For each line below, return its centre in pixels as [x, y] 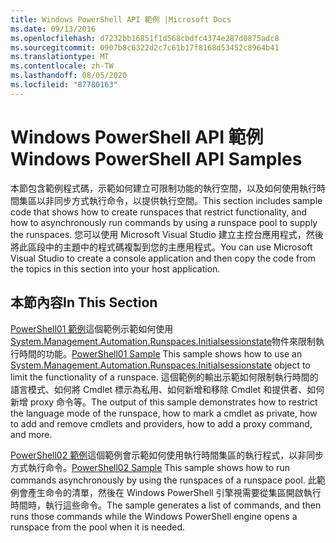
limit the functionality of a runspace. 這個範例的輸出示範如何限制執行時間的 [164, 377]
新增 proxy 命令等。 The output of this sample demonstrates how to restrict [164, 402]
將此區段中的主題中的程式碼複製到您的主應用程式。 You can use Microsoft [161, 247]
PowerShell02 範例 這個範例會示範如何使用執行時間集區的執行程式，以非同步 [167, 455]
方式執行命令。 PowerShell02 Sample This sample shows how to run [150, 467]
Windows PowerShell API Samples [156, 158]
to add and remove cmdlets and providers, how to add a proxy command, [161, 423]
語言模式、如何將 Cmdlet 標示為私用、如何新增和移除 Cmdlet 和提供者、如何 [167, 389]
